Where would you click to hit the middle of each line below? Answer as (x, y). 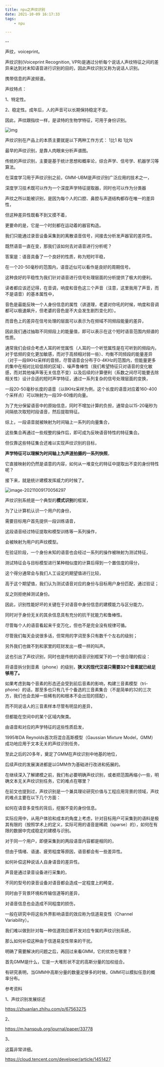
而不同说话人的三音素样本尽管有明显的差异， (50, 706)
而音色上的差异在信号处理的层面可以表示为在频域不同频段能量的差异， (76, 321)
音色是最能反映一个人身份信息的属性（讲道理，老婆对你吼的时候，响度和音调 (82, 305)
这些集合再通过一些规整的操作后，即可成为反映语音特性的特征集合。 (73, 432)
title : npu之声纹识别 (25, 10)
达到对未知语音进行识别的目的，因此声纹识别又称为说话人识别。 (78, 68)
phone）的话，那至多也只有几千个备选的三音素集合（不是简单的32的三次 (78, 690)
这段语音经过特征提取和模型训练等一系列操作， (52, 532)
